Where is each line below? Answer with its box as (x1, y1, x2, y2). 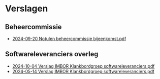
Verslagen (5, 3, 48, 14)
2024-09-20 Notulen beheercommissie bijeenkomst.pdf (12, 36, 127, 41)
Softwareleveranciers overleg (5, 50, 98, 58)
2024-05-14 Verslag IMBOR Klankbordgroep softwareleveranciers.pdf (12, 68, 155, 74)
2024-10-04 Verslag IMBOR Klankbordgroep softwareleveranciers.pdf (12, 63, 155, 69)
